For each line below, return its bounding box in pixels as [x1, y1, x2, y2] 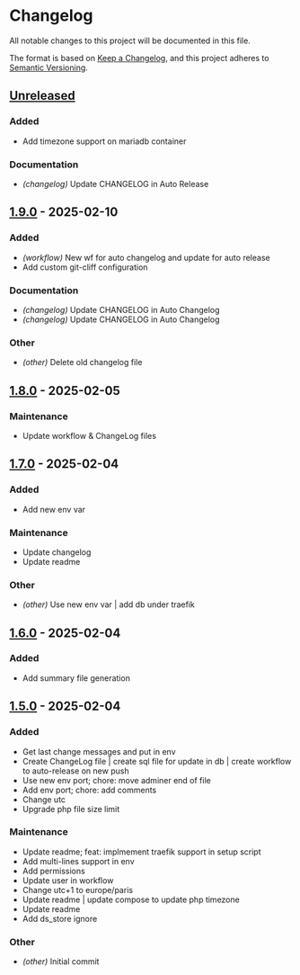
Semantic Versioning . [9, 62, 88, 73]
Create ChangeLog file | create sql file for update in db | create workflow [22, 756, 292, 766]
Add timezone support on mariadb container [22, 136, 187, 147]
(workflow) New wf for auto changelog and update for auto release [22, 252, 271, 263]
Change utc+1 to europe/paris [22, 884, 133, 895]
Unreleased [9, 88, 76, 103]
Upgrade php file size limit [22, 803, 120, 814]
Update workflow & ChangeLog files [22, 430, 157, 441]
